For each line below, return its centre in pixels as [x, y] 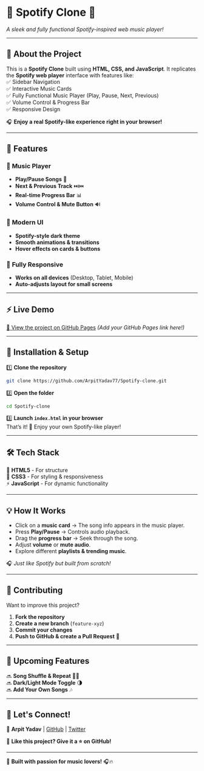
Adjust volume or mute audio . [53, 545]
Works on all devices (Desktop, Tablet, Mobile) [74, 278]
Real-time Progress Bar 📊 [48, 195]
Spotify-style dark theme [48, 235]
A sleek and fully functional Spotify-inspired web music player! [85, 29]
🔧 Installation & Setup [48, 352]
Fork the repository [40, 616]
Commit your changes [44, 630]
